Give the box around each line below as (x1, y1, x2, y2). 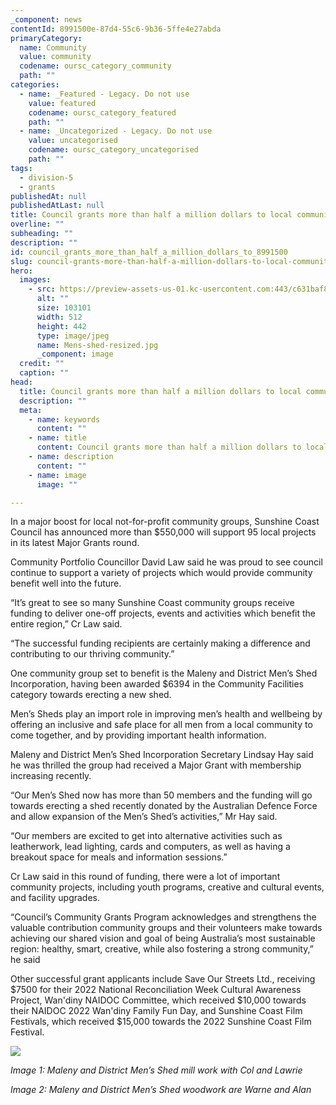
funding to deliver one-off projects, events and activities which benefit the (10, 607, 317, 620)
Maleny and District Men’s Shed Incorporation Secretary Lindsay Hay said (10, 749, 314, 761)
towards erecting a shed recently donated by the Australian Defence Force (10, 800, 318, 812)
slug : (10, 256, 33, 266)
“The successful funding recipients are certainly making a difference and (10, 637, 311, 650)
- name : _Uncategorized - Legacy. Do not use (19, 126, 213, 136)
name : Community (19, 42, 87, 53)
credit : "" (19, 359, 65, 369)
